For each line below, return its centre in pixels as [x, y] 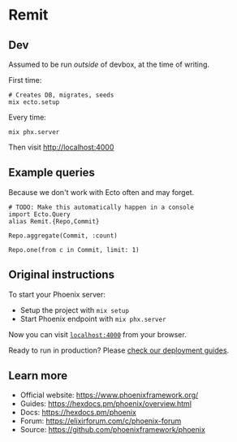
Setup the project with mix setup [75, 310]
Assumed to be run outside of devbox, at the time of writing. [109, 64]
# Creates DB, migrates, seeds [61, 95]
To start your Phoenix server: [57, 294]
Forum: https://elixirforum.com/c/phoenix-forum [101, 421]
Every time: [27, 117]
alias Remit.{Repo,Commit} [54, 221]
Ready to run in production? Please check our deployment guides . [119, 350]
